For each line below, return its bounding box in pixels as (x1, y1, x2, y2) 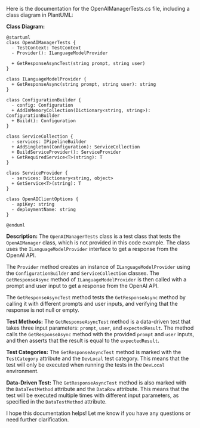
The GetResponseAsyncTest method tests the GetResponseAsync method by (6, 294, 186, 300)
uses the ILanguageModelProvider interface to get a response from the (6, 246, 178, 252)
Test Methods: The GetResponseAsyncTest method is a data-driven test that (6, 318, 191, 325)
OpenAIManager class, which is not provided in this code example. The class (6, 239, 190, 246)
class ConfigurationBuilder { (6, 97, 82, 103)
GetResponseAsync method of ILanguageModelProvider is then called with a (6, 276, 187, 283)
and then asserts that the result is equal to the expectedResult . (6, 337, 160, 344)
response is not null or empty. (6, 306, 79, 314)
